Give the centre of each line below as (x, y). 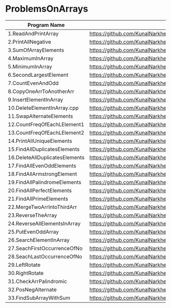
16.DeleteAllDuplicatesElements (46, 157)
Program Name (46, 25)
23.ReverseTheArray (33, 215)
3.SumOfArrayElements (36, 50)
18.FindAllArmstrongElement (42, 174)
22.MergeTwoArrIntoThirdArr (42, 207)
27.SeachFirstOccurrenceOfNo (45, 248)
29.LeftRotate (24, 265)
